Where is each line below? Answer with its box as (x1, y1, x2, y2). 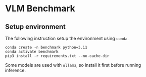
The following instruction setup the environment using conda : (5, 35, 129, 41)
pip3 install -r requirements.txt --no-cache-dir (5, 53, 110, 58)
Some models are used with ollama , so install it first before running (5, 62, 141, 68)
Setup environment (5, 23, 66, 31)
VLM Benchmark (5, 3, 75, 14)
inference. (5, 67, 26, 73)
